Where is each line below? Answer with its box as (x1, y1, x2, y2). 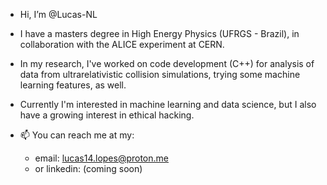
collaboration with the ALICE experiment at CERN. (19, 39, 225, 50)
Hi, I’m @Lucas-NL (19, 9, 98, 20)
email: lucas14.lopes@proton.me (34, 152, 169, 164)
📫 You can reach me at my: (19, 129, 135, 141)
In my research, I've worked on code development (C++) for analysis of (19, 58, 315, 69)
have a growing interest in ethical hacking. (19, 109, 195, 121)
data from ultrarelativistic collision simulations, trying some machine (19, 69, 301, 80)
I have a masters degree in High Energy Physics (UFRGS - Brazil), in (19, 28, 300, 39)
